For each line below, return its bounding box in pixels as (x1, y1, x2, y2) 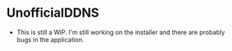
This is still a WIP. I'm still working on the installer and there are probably (16, 28, 226, 36)
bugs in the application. (16, 35, 84, 43)
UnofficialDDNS (6, 5, 100, 21)
